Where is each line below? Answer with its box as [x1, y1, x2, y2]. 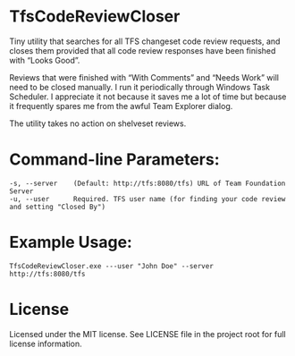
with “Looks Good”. [9, 55, 80, 65]
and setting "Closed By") [9, 202, 105, 211]
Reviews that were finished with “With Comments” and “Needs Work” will [9, 72, 280, 82]
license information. [9, 338, 82, 349]
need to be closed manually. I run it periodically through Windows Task [9, 81, 271, 92]
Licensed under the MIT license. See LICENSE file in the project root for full [9, 328, 286, 339]
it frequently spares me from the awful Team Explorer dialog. [9, 100, 233, 111]
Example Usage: [9, 233, 132, 252]
